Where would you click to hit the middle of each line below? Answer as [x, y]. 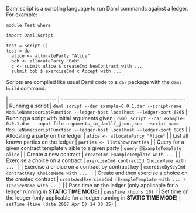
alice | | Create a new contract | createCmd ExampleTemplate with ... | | [93, 154]
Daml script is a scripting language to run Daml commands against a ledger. [97, 8]
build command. [26, 88]
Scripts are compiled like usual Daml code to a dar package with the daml [94, 82]
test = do [18, 51]
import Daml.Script [30, 36]
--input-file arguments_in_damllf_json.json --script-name [106, 124]
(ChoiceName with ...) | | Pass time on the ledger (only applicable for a [92, 185]
